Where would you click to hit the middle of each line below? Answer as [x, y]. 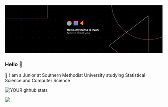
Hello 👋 [14, 64]
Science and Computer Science [38, 80]
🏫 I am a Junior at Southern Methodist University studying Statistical [75, 75]
